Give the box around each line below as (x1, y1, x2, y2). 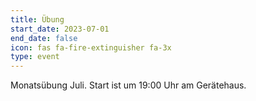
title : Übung (10, 14, 65, 25)
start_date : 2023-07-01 (10, 24, 110, 34)
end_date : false (10, 33, 78, 43)
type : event (10, 52, 60, 62)
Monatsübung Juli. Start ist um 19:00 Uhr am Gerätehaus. (10, 79, 247, 91)
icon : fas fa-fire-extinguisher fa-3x (10, 42, 172, 53)
